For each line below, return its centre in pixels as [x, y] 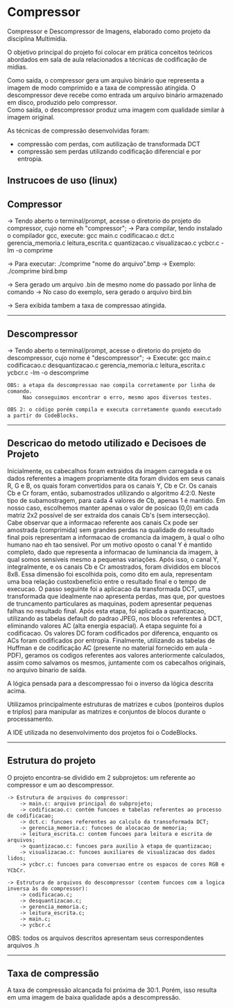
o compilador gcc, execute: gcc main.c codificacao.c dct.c [91, 236]
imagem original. [31, 117]
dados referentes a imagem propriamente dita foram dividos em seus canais [116, 478]
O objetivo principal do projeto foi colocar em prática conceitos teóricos [110, 52]
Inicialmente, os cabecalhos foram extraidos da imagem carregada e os [110, 471]
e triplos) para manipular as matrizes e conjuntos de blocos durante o [106, 711]
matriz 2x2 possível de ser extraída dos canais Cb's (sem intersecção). [109, 515]
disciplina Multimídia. [37, 38]
